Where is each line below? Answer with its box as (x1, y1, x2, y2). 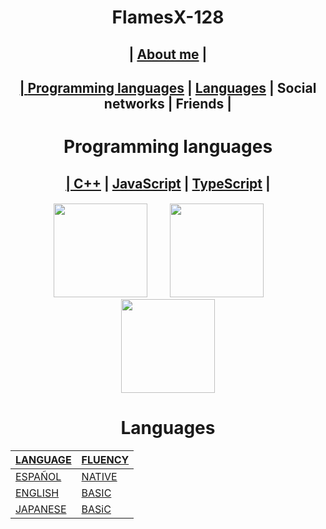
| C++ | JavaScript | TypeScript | (65, 175, 271, 192)
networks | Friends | (103, 95, 233, 112)
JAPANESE (15, 502, 67, 516)
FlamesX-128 (111, 6, 225, 29)
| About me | (128, 46, 208, 63)
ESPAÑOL (15, 470, 62, 484)
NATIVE (81, 470, 118, 484)
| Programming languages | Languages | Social (19, 79, 317, 96)
